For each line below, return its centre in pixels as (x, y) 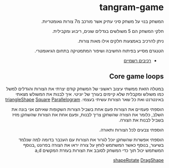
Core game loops (136, 77)
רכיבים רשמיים (137, 60)
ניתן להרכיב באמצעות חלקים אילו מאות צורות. (121, 41)
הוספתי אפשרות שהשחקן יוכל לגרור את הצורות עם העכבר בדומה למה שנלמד (91, 139)
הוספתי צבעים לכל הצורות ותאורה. (131, 130)
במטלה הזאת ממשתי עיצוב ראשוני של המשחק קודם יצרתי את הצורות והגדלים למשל (85, 89)
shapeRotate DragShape (138, 160)
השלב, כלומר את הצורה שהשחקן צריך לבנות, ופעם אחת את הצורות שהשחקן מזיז (88, 114)
